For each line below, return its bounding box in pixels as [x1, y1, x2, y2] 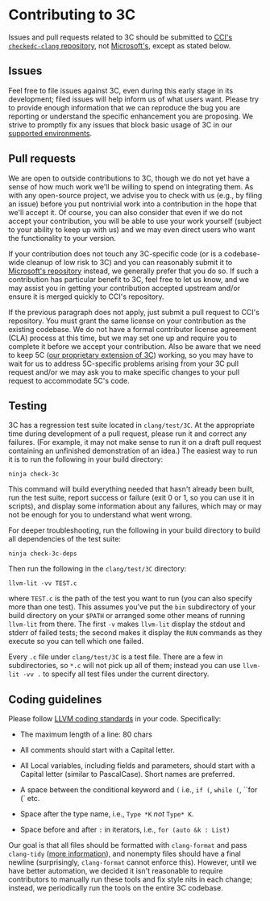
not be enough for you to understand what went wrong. [8, 510, 193, 520]
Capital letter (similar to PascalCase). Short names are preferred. [19, 770, 235, 779]
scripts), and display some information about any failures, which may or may [8, 501, 262, 511]
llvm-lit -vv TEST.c [8, 579, 78, 588]
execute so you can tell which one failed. [8, 637, 144, 646]
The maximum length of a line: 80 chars [19, 729, 153, 739]
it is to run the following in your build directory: [8, 455, 164, 464]
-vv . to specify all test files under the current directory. [23, 669, 210, 679]
